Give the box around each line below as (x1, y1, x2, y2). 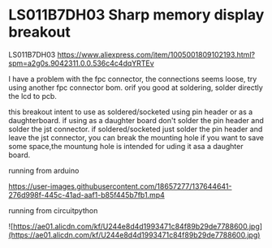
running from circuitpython (8, 205, 98, 216)
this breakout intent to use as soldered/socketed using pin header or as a (8, 107, 253, 117)
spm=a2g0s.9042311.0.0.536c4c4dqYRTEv (8, 58, 154, 68)
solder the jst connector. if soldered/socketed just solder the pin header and (8, 124, 263, 134)
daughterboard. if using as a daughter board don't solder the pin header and (8, 115, 264, 125)
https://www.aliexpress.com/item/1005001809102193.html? (57, 49, 256, 59)
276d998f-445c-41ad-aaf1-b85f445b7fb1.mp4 (8, 190, 165, 199)
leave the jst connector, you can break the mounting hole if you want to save (8, 132, 264, 143)
